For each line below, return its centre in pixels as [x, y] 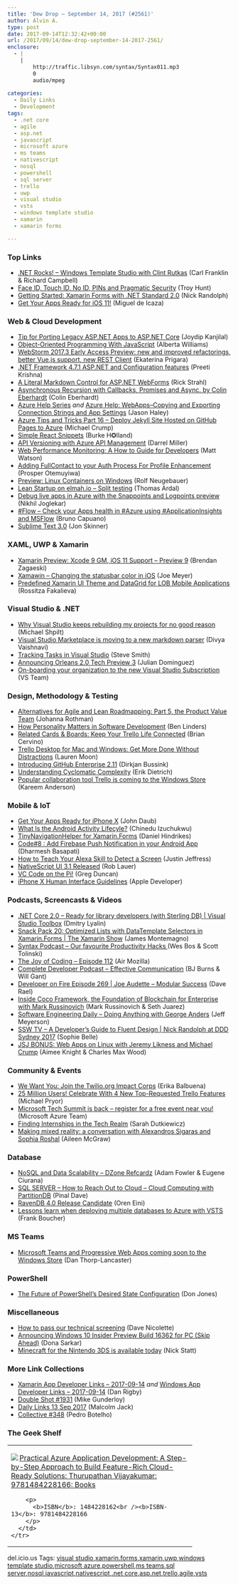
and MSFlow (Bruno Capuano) [62, 519]
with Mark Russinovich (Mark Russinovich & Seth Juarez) [101, 1006]
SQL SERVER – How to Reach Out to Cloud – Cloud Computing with [116, 1188]
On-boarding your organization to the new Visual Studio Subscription [119, 670]
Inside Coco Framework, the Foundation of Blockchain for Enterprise [118, 999]
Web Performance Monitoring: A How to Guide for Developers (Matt [117, 450]
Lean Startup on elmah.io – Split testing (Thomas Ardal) [98, 488]
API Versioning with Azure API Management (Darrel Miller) [103, 443]
